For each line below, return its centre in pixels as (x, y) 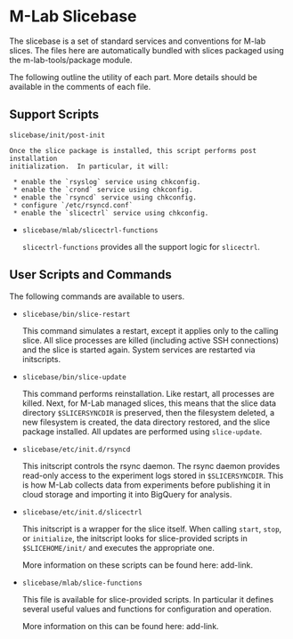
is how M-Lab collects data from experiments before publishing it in (146, 485)
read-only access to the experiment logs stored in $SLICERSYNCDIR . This (153, 475)
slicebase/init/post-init (57, 135)
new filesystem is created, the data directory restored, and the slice (146, 422)
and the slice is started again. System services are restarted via (138, 350)
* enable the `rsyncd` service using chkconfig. (105, 198)
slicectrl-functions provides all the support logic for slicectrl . (141, 247)
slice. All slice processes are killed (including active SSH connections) (150, 340)
